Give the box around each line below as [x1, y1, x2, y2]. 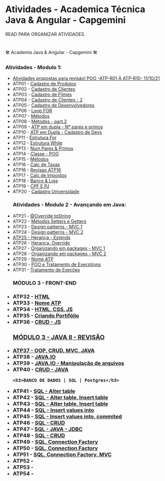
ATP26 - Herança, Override [12, 239, 70, 246]
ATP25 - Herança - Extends [12, 234, 71, 240]
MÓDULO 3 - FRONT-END [12, 279, 77, 286]
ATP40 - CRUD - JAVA [12, 366, 69, 373]
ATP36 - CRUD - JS [12, 318, 61, 325]
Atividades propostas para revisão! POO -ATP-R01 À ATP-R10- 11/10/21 [12, 75, 160, 82]
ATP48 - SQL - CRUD [12, 432, 65, 439]
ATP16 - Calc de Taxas [12, 161, 60, 168]
